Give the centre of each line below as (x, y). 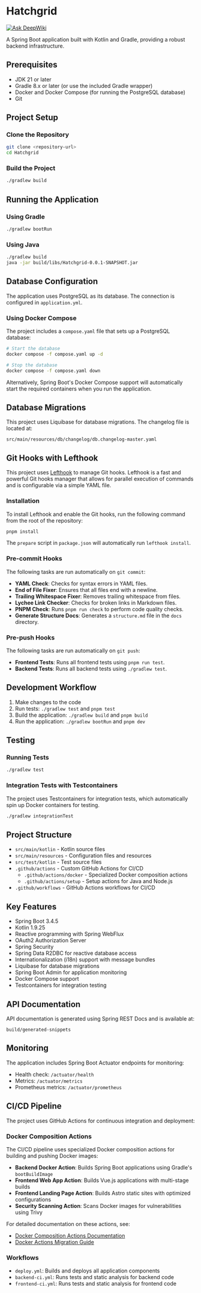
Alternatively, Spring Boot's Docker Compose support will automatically (94, 382)
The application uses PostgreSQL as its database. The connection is (91, 296)
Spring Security (34, 947)
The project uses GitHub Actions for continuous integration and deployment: (100, 1121)
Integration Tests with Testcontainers (62, 785)
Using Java (23, 244)
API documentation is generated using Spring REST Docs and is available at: (100, 1018)
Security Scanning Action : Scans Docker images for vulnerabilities (98, 1206)
